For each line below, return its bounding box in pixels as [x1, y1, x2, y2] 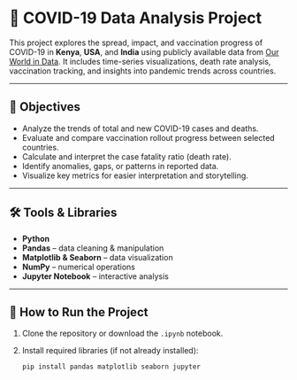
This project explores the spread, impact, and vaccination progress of [9, 37, 263, 48]
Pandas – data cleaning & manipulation [21, 243, 164, 253]
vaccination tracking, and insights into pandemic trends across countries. [9, 66, 277, 76]
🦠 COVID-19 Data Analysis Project [9, 8, 263, 28]
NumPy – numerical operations [21, 261, 135, 272]
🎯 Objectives [9, 99, 81, 114]
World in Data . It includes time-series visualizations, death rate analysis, [9, 56, 271, 66]
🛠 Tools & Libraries [9, 206, 118, 221]
